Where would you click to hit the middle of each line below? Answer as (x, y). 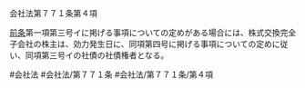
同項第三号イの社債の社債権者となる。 (97, 55)
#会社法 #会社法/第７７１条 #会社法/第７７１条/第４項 (112, 74)
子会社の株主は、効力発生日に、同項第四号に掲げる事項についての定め (141, 44)
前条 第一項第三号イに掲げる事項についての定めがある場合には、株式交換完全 (153, 33)
